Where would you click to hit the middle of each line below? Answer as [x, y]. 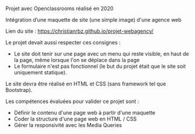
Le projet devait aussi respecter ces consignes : [63, 42]
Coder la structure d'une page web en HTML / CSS [75, 119]
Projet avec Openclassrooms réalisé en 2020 [60, 8]
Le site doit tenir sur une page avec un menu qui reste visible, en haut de [101, 54]
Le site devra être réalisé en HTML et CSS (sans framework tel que [86, 84]
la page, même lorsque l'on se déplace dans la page [77, 60]
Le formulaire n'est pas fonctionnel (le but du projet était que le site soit [100, 66]
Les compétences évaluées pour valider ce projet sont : [72, 101]
